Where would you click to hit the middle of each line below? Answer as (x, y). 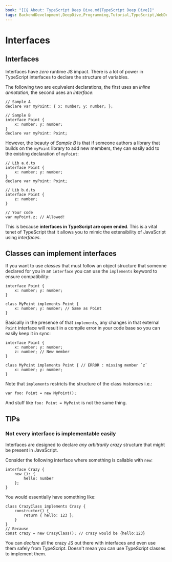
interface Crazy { (25, 470)
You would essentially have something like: (50, 497)
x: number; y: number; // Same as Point (58, 308)
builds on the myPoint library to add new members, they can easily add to (82, 148)
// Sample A (18, 102)
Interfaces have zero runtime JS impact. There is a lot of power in (74, 71)
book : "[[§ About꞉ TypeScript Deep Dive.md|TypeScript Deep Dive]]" (80, 10)
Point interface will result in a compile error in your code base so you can (83, 328)
